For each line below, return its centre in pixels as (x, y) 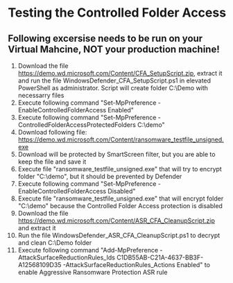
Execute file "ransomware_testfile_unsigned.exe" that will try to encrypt (120, 169)
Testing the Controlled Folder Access (117, 13)
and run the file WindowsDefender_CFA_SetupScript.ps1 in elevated (114, 80)
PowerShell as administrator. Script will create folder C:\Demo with (113, 88)
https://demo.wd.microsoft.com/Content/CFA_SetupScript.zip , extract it (120, 73)
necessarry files (41, 95)
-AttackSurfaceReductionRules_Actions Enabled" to (137, 265)
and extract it (37, 228)
